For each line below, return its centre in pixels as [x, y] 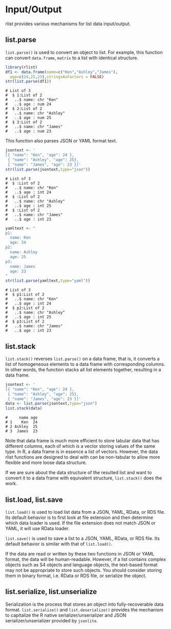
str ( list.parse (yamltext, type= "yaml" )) [48, 281]
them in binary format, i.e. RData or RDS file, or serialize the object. [76, 576]
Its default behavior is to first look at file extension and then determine [79, 517]
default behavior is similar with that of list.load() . [59, 544]
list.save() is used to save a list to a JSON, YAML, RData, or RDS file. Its [83, 538]
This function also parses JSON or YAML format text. [61, 141]
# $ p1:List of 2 [25, 295]
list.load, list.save [34, 500]
